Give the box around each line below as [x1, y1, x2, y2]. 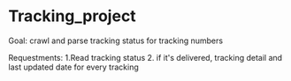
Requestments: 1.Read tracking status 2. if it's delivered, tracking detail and [8, 52, 283, 63]
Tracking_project [8, 6, 136, 26]
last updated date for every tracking [8, 62, 139, 72]
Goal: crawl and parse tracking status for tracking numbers [8, 35, 223, 46]
